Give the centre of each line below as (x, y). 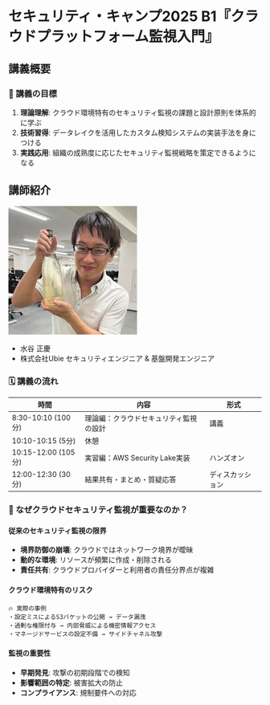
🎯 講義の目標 (33, 93)
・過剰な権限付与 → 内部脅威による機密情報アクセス (82, 626)
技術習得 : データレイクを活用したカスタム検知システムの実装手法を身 (135, 132)
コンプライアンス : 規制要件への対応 (78, 692)
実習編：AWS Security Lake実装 (137, 458)
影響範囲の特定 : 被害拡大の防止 (71, 683)
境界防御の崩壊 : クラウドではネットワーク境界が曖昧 (106, 550)
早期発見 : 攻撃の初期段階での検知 (75, 672)
